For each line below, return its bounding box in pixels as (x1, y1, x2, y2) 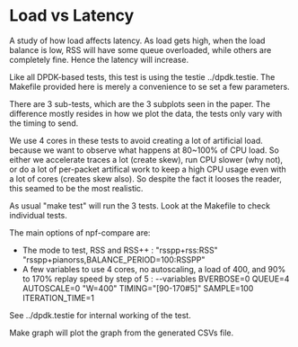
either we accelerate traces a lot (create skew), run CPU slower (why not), (9, 154, 284, 165)
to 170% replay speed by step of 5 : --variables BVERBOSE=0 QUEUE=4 (22, 273, 290, 284)
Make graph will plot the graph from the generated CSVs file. (9, 327, 234, 338)
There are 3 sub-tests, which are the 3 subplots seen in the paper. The (9, 98, 271, 109)
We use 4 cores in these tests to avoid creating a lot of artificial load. (9, 135, 263, 146)
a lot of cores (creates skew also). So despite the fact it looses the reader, (9, 173, 283, 184)
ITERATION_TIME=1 (22, 292, 94, 303)
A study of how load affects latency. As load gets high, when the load (9, 35, 266, 46)
